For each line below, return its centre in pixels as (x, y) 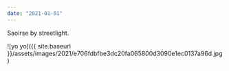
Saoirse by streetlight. (38, 33)
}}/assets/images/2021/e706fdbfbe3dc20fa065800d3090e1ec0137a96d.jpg (115, 53)
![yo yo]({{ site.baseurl (39, 46)
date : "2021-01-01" (35, 13)
